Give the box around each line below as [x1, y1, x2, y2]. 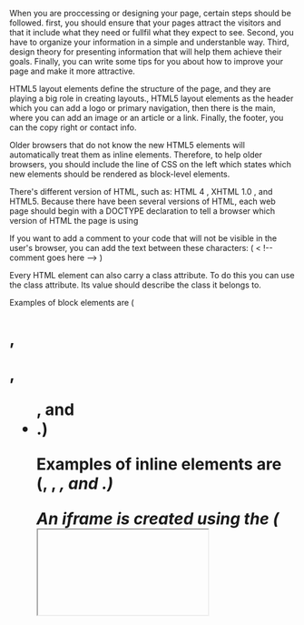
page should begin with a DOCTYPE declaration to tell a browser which [9, 206, 275, 217]
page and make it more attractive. [9, 66, 136, 76]
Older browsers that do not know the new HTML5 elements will [9, 140, 245, 150]
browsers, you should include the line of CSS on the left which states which [9, 159, 292, 169]
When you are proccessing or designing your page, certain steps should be [9, 8, 292, 18]
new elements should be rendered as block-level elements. [9, 168, 230, 179]
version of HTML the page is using [9, 216, 139, 226]
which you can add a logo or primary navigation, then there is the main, [9, 103, 276, 113]
